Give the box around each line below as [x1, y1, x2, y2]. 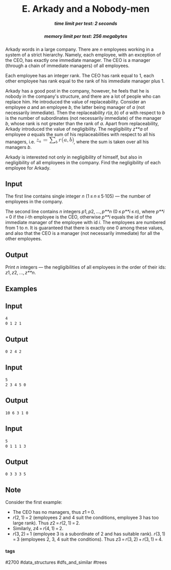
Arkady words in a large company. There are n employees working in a [5, 46, 154, 52]
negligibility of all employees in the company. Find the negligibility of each [5, 159, 161, 165]
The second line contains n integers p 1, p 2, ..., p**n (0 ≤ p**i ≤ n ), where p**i [5, 208, 165, 215]
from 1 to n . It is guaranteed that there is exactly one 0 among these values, [5, 225, 164, 231]
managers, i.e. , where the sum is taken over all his [5, 139, 149, 145]
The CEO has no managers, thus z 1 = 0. [12, 509, 95, 515]
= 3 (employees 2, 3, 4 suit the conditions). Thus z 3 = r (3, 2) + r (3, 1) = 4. [12, 536, 163, 542]
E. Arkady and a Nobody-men [22, 3, 150, 15]
